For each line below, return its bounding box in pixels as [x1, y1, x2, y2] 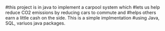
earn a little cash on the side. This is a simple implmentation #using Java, [5, 15, 160, 20]
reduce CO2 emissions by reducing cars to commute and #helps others [5, 9, 156, 15]
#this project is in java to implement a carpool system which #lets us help [5, 4, 160, 10]
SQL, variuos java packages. [5, 20, 66, 26]
